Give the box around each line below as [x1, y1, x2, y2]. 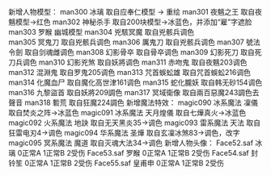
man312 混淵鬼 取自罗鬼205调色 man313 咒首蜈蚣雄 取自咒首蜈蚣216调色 [8, 68, 251, 77]
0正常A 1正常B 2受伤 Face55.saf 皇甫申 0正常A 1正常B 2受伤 [23, 158, 224, 168]
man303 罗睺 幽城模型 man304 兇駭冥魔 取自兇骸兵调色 [8, 27, 195, 36]
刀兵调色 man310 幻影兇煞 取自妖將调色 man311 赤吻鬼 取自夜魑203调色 [8, 57, 248, 67]
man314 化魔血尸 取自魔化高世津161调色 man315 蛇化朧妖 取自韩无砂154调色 [8, 77, 263, 87]
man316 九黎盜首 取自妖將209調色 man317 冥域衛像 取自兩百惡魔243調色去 [8, 88, 260, 97]
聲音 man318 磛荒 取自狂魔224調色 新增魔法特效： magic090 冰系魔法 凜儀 [8, 98, 259, 107]
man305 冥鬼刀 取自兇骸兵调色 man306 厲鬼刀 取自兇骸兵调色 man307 [8, 37, 244, 47]
